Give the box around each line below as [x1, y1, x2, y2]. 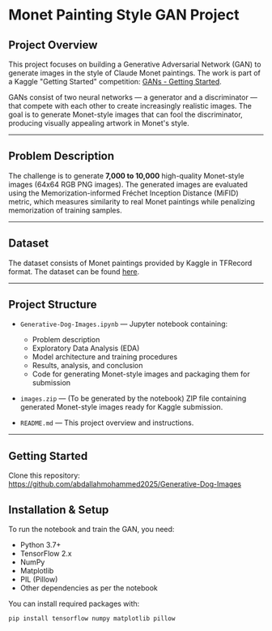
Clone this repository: [8, 470, 81, 480]
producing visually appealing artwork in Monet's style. [8, 118, 190, 127]
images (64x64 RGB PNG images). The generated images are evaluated [8, 179, 249, 189]
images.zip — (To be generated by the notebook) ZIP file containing [19, 393, 247, 403]
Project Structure [8, 298, 97, 311]
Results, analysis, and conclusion [32, 361, 143, 371]
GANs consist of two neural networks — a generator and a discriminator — [8, 92, 257, 102]
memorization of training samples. [8, 205, 123, 215]
